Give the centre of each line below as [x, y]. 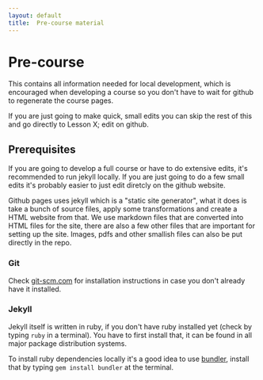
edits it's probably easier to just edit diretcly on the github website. [117, 185]
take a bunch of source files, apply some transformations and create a [123, 209]
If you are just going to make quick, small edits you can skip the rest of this [130, 116]
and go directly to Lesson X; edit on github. [78, 124]
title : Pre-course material [56, 23]
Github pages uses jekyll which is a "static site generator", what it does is [128, 201]
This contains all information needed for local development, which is [120, 84]
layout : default [35, 15]
